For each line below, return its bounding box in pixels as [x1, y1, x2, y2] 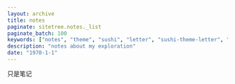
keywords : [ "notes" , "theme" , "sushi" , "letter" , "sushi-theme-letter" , [7, 36, 224, 43]
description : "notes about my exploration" [7, 43, 136, 50]
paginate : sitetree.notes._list [7, 23, 101, 30]
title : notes [7, 17, 45, 24]
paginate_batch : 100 [7, 29, 68, 37]
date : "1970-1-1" [7, 50, 58, 57]
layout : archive [7, 10, 55, 17]
